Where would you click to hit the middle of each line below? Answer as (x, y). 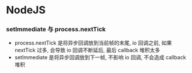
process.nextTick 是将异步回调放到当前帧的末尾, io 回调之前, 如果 (93, 43)
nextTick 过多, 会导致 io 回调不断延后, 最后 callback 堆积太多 (87, 50)
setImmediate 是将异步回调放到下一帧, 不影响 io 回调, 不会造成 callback (100, 57)
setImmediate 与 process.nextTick (56, 30)
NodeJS (26, 10)
